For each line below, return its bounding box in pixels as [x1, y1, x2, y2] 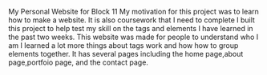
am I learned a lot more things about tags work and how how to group [8, 41, 239, 50]
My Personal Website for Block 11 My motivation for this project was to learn [8, 7, 259, 16]
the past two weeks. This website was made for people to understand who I [8, 32, 259, 41]
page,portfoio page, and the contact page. [8, 57, 148, 67]
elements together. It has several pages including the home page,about [8, 49, 244, 58]
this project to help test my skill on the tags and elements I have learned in [8, 24, 254, 33]
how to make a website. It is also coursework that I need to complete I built [8, 15, 255, 25]
